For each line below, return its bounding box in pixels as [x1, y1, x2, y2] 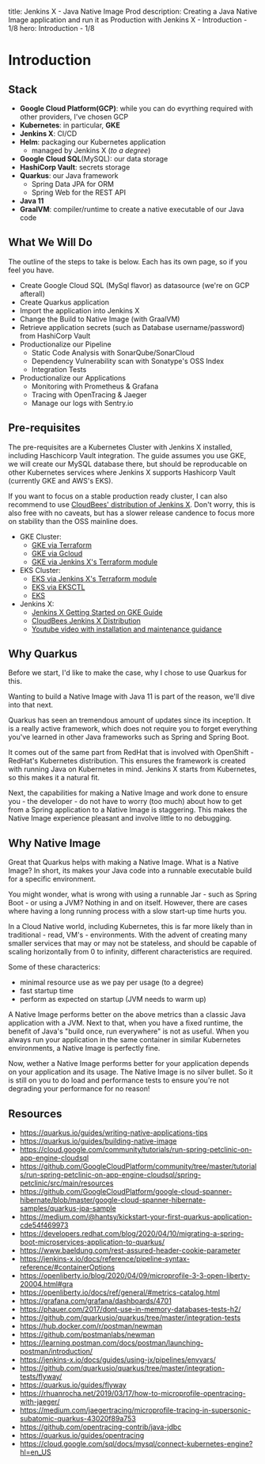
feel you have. [8, 265, 55, 275]
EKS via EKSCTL [31, 582, 85, 592]
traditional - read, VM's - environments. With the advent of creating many [8, 930, 248, 940]
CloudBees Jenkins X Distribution [31, 616, 141, 625]
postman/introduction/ [19, 1347, 93, 1356]
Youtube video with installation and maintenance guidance [31, 624, 222, 634]
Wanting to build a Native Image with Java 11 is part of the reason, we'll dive [8, 692, 256, 701]
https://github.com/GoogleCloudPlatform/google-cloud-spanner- [19, 1187, 233, 1197]
